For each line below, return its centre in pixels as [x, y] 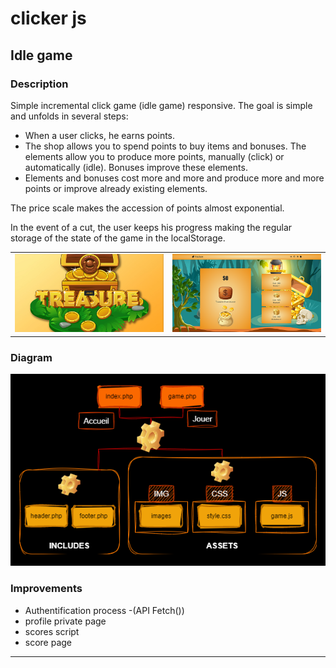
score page [48, 642]
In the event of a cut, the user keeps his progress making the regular [151, 227]
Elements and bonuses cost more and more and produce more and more [174, 178]
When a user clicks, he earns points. [100, 135]
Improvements [46, 589]
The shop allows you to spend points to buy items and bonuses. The [165, 146]
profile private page [65, 621]
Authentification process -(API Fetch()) [104, 610]
